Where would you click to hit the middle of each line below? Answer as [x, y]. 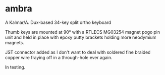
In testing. [15, 67]
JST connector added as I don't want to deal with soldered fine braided [78, 52]
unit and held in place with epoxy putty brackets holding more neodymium [81, 37]
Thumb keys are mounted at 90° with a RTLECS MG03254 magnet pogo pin [82, 32]
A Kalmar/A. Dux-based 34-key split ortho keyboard [58, 22]
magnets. [15, 42]
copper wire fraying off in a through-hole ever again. [59, 57]
